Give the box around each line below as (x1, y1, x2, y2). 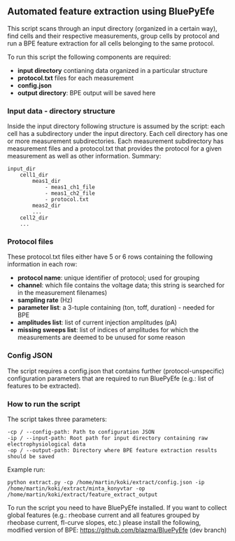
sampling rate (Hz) (17, 296, 73, 304)
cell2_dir (20, 214, 49, 221)
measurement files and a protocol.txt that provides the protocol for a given (7, 144, 222, 153)
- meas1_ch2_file (44, 190, 96, 197)
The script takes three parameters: (7, 415, 107, 423)
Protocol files (7, 237, 54, 247)
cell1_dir (20, 172, 49, 179)
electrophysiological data (7, 441, 86, 448)
